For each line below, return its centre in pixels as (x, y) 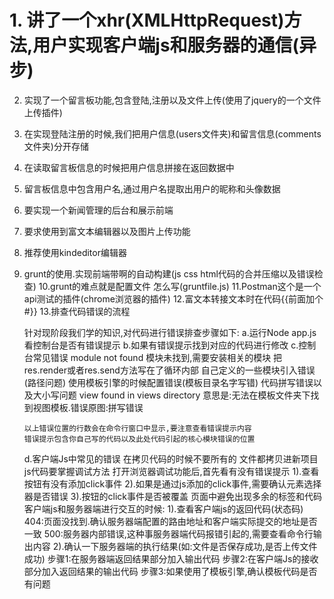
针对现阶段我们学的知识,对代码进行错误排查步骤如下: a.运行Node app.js (170, 332)
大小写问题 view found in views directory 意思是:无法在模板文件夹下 (171, 395)
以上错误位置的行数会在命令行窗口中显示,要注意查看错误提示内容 (137, 428)
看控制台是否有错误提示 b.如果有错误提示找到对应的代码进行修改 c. (161, 345)
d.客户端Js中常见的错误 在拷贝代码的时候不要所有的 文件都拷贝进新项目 (171, 458)
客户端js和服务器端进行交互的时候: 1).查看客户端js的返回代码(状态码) (163, 508)
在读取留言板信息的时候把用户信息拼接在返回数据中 (129, 167)
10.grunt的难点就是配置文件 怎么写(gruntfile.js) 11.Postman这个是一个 (180, 286)
